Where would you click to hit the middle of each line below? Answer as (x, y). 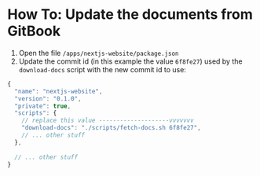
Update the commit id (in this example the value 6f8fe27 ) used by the (130, 61)
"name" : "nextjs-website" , (59, 91)
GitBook (34, 31)
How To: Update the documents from (130, 15)
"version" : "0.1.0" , (48, 99)
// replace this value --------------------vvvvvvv (108, 121)
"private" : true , (43, 106)
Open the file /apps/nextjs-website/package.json (99, 53)
